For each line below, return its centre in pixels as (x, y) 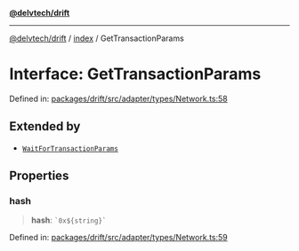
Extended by (45, 126)
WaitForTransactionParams (70, 149)
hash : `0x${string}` (69, 220)
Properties (39, 176)
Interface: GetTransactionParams (135, 74)
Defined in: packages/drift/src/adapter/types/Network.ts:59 (119, 238)
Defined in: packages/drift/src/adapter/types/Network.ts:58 (119, 98)
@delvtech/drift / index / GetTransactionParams (97, 38)
